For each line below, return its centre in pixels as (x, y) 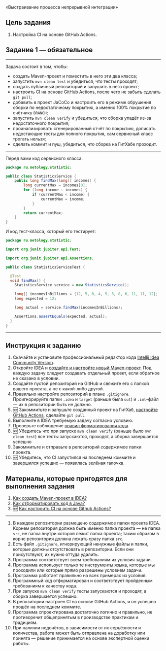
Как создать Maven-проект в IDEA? (50, 498)
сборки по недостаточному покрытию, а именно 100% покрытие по (84, 107)
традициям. (25, 622)
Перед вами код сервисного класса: (44, 158)
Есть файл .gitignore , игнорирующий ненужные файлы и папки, (81, 544)
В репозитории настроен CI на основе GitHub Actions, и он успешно (84, 602)
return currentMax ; (43, 213)
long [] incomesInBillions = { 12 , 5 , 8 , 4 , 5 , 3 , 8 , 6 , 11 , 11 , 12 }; (86, 294)
